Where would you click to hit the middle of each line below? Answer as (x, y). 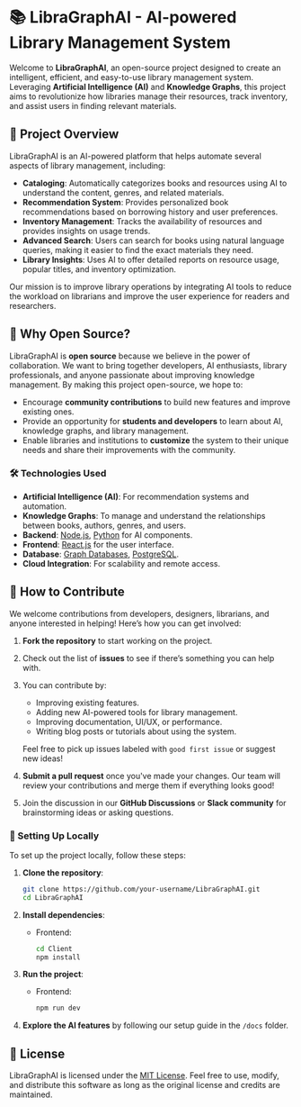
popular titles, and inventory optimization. (99, 269)
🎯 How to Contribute (67, 592)
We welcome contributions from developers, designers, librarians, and (139, 613)
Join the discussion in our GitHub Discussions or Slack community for (154, 803)
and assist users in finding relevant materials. (93, 105)
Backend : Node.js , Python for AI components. (107, 535)
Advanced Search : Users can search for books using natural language (153, 240)
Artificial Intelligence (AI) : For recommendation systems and (136, 496)
